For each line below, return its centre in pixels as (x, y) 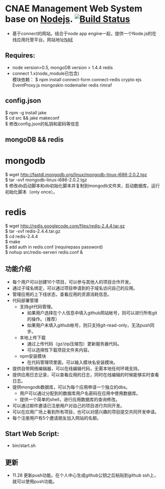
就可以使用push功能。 (35, 482)
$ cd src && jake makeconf (32, 118)
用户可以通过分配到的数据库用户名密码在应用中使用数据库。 (80, 393)
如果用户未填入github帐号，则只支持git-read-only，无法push (88, 325)
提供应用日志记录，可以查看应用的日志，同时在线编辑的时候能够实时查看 (85, 375)
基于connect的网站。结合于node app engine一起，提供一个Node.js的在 (84, 33)
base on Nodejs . (39, 19)
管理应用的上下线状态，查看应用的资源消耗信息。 (62, 294)
